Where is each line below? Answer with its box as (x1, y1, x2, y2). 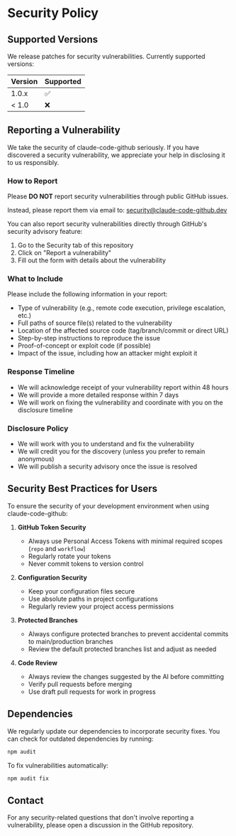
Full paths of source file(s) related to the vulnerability (17, 318, 172, 328)
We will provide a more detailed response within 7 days (17, 390, 179, 399)
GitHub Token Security (17, 522, 86, 531)
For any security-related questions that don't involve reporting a (7, 813, 194, 822)
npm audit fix (7, 775, 50, 782)
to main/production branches (28, 637, 113, 645)
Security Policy (7, 5, 99, 21)
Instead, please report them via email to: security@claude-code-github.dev (7, 206, 227, 215)
